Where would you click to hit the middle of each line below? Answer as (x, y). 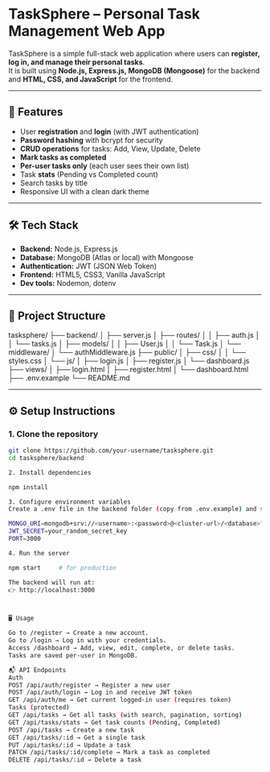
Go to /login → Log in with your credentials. (88, 641)
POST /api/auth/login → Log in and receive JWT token (100, 693)
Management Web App (87, 31)
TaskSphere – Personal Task (104, 14)
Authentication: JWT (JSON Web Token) (88, 266)
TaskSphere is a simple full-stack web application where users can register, (134, 53)
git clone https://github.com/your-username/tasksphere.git (111, 451)
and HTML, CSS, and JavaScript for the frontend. (91, 79)
